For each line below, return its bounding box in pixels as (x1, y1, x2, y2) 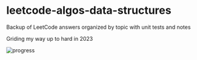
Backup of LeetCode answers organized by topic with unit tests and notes (6, 23, 191, 31)
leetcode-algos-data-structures (6, 4, 172, 17)
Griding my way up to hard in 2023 (6, 35, 93, 42)
